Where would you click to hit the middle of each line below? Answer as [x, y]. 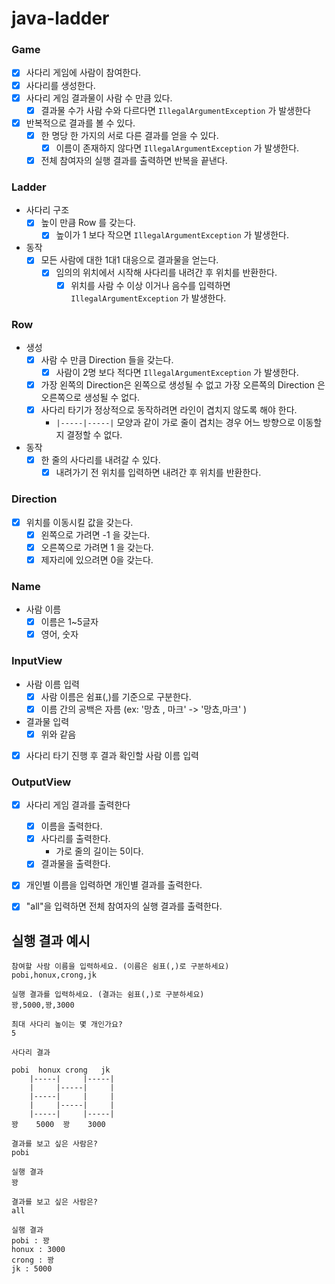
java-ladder [60, 18]
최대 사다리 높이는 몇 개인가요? [67, 1025]
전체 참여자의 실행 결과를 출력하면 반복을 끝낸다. [134, 160]
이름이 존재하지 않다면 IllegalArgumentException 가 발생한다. [177, 148]
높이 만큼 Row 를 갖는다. [88, 223]
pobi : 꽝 [31, 1241]
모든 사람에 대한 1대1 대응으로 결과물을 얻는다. [129, 260]
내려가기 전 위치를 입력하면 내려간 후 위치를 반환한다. [158, 473]
